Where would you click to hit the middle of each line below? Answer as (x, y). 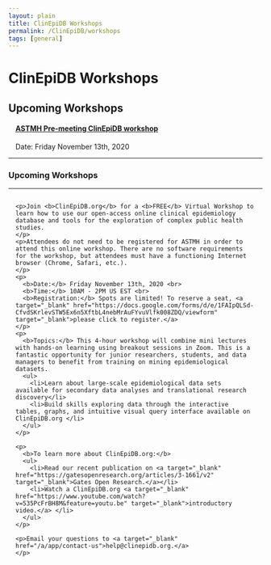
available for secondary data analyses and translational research (131, 390)
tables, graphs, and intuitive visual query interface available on (133, 412)
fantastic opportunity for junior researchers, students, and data (131, 355)
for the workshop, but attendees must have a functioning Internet (131, 256)
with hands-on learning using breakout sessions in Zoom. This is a (133, 348)
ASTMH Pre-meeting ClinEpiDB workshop (87, 129)
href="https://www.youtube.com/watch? (81, 497)
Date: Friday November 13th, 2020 (73, 147)
